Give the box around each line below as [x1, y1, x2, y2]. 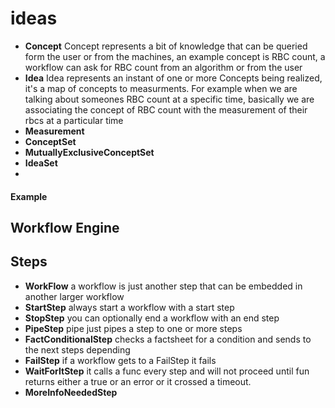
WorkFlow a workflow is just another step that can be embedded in [24, 280, 303, 292]
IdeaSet [24, 157, 58, 169]
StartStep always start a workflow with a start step [24, 301, 235, 313]
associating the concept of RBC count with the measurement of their [24, 103, 308, 116]
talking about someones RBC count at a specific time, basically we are [24, 93, 315, 105]
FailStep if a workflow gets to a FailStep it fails [24, 354, 217, 366]
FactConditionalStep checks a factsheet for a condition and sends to [24, 333, 312, 345]
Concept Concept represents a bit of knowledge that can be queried [24, 40, 308, 52]
